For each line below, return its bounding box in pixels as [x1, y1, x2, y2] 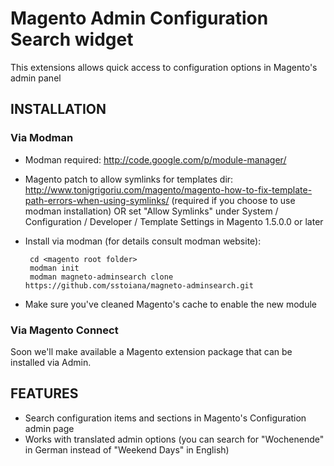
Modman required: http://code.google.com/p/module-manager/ [24, 153, 287, 166]
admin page [24, 422, 75, 434]
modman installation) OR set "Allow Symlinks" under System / [24, 205, 279, 217]
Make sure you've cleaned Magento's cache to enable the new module [24, 298, 318, 310]
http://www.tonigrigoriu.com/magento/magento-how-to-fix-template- [24, 183, 313, 196]
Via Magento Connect [10, 323, 119, 337]
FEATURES [10, 385, 79, 402]
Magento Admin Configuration [10, 7, 269, 30]
